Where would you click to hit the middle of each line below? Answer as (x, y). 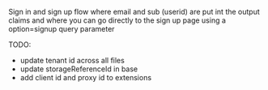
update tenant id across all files (72, 60)
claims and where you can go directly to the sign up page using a (117, 20)
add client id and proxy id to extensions (86, 77)
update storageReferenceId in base (79, 69)
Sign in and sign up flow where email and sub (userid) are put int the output (134, 12)
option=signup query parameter (62, 29)
